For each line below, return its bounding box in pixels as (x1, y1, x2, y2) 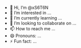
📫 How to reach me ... (9, 26, 55, 31)
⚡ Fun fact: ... (9, 38, 37, 44)
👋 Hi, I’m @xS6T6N (9, 5, 49, 10)
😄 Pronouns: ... (9, 33, 42, 39)
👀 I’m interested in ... (9, 10, 52, 16)
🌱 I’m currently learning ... (9, 15, 62, 21)
